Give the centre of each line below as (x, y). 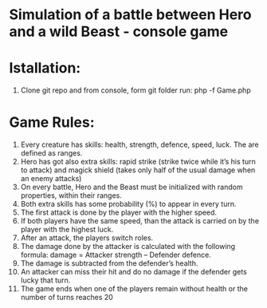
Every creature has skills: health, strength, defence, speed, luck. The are (139, 144)
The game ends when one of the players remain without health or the (134, 289)
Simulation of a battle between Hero (130, 15)
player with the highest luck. (67, 230)
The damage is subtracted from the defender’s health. (109, 263)
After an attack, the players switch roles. (87, 238)
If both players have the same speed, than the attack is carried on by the (140, 221)
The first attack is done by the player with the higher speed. (119, 212)
